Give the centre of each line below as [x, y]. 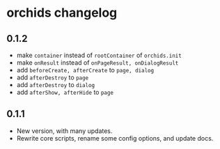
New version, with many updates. [64, 131]
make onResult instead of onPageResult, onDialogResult [97, 63]
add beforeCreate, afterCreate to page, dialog [85, 70]
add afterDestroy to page [53, 77]
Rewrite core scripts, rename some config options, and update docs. [115, 138]
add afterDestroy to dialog [56, 85]
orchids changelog [62, 13]
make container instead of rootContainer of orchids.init [99, 55]
